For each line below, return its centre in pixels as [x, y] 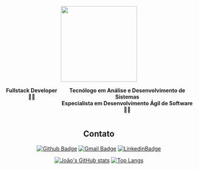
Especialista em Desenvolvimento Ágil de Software [127, 103]
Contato [99, 134]
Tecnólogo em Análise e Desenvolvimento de [127, 90]
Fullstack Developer [32, 90]
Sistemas [127, 97]
